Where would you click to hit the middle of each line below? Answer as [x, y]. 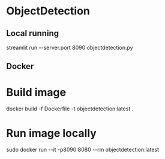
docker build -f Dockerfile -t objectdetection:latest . [70, 109]
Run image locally [52, 133]
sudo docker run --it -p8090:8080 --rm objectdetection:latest [83, 150]
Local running [32, 33]
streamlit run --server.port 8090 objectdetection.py [70, 47]
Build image [36, 92]
